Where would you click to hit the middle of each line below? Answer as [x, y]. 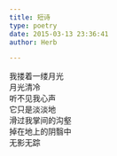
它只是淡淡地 [32, 109]
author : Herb [33, 42]
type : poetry [33, 26]
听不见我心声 [32, 98]
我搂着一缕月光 [36, 76]
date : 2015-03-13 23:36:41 [59, 34]
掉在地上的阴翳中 [40, 132]
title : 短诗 [30, 17]
